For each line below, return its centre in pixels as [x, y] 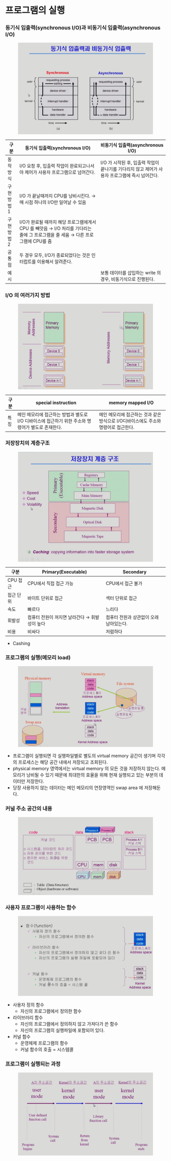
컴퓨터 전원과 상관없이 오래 [132, 617]
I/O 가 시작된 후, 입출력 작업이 [130, 163]
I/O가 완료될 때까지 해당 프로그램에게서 [58, 222]
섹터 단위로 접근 [121, 598]
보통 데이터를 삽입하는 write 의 [131, 273]
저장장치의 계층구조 [27, 443]
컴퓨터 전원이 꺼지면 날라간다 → [59, 617]
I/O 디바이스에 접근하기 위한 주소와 [52, 421]
